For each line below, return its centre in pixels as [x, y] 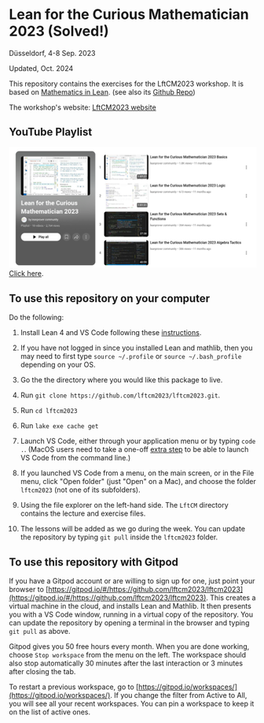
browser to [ [29, 589]
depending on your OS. [58, 365]
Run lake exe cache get [59, 426]
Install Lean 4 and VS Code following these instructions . [111, 333]
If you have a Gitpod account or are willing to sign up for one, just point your [132, 580]
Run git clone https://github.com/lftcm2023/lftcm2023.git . [120, 395]
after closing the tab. [42, 671]
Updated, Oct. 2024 [41, 68]
